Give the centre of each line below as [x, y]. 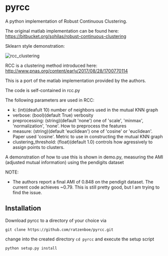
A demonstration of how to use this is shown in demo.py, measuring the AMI [84, 157]
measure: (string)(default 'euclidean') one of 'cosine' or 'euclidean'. [82, 131]
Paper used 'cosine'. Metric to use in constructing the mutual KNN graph [88, 136]
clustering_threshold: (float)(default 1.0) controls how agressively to [82, 142]
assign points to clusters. [38, 147]
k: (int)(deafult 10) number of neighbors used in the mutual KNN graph [85, 110]
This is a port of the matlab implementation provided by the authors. [76, 80]
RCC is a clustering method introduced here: [51, 65]
